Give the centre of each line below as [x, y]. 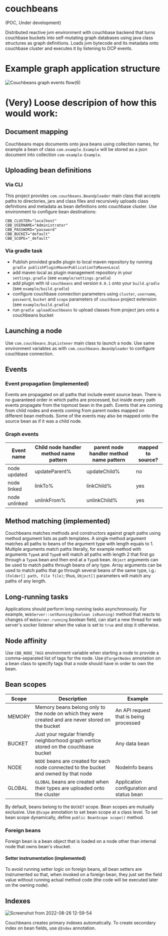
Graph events [22, 434]
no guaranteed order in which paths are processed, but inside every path [80, 400]
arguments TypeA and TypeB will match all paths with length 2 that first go [80, 554]
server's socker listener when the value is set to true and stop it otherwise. [82, 625]
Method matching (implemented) [58, 521]
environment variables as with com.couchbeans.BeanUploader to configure [80, 348]
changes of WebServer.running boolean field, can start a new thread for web [83, 619]
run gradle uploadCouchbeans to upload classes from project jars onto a [85, 309]
